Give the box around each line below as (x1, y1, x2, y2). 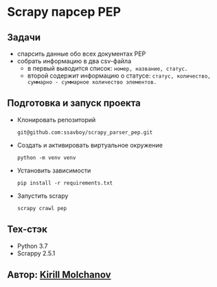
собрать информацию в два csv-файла (16, 57, 132, 65)
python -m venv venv (16, 154, 76, 161)
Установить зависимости (16, 166, 91, 174)
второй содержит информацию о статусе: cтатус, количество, (27, 71, 211, 80)
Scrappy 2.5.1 (16, 249, 56, 257)
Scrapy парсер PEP (7, 4, 122, 20)
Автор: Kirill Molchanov (7, 269, 111, 281)
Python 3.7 (16, 242, 48, 250)
